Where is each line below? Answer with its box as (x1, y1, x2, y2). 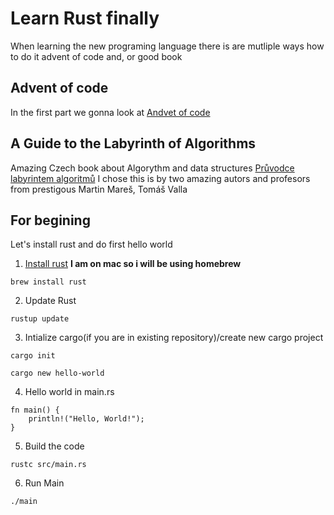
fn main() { (10, 405, 60, 416)
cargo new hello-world (10, 368, 105, 379)
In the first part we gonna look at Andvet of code (10, 106, 211, 118)
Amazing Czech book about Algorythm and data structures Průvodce (10, 162, 295, 174)
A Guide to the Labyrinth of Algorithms (10, 135, 257, 152)
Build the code (24, 440, 85, 452)
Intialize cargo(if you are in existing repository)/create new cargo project (24, 332, 324, 344)
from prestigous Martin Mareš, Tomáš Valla (10, 183, 188, 195)
